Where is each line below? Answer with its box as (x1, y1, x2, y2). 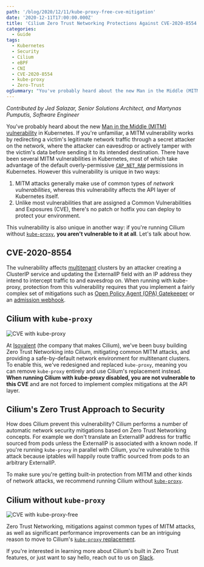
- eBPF (12, 59, 29, 66)
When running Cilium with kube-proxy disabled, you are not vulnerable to (6, 374, 195, 381)
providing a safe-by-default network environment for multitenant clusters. (6, 355, 191, 362)
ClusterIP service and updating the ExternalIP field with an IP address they (6, 270, 192, 277)
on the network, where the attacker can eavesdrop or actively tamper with (6, 142, 192, 149)
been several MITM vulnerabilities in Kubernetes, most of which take (6, 155, 178, 162)
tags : (6, 37, 20, 43)
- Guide (12, 32, 32, 38)
